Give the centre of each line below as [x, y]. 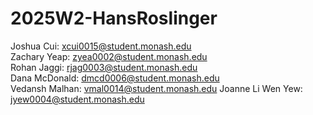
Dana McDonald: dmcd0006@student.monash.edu [115, 78]
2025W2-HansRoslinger [114, 18]
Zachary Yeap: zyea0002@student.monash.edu [109, 56]
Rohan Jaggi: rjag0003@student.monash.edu [104, 67]
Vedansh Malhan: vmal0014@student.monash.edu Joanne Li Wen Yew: [156, 88]
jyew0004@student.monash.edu [77, 99]
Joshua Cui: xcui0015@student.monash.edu [101, 46]
